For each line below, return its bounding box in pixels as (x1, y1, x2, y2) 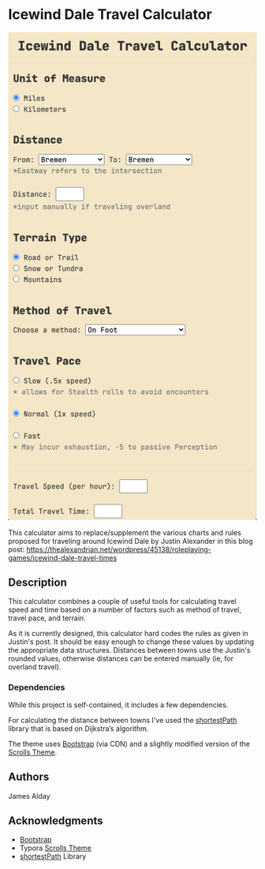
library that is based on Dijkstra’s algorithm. (8, 724, 149, 733)
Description (8, 576, 67, 590)
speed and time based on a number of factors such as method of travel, (8, 605, 242, 615)
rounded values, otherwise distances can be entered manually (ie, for (8, 654, 234, 664)
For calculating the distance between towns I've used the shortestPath (8, 715, 237, 725)
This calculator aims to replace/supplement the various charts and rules (8, 527, 242, 538)
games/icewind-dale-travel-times (8, 552, 118, 562)
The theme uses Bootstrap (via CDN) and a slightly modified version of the (8, 739, 251, 748)
